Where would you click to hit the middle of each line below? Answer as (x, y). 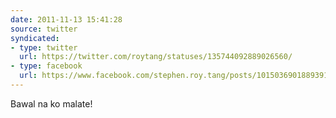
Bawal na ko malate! (51, 103)
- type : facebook (46, 66)
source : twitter (44, 29)
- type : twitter (44, 47)
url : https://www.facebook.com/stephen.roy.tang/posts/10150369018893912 (176, 76)
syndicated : (35, 38)
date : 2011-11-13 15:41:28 (66, 19)
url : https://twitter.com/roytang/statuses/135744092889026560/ (156, 57)
